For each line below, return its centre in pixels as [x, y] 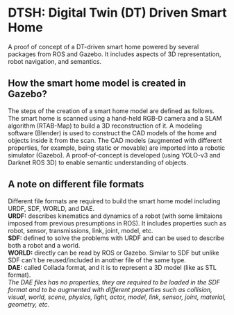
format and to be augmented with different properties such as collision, [110, 289]
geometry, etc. [29, 304]
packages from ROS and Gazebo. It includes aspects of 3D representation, [115, 54]
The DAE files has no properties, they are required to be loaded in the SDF [114, 282]
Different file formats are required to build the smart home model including [114, 201]
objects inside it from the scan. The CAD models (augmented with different [115, 140]
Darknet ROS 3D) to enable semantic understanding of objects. [98, 162]
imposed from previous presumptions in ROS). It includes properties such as [117, 223]
